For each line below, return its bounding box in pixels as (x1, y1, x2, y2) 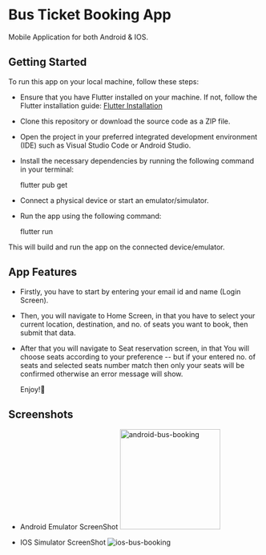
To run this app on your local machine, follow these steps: (8, 76, 199, 86)
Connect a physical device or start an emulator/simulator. (19, 195, 209, 205)
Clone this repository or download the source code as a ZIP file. (19, 116, 231, 126)
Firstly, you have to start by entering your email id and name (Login (19, 286, 241, 296)
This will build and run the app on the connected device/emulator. (8, 242, 225, 252)
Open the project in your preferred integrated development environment (19, 132, 258, 141)
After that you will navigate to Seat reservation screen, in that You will (19, 343, 250, 353)
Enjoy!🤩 (19, 384, 46, 394)
